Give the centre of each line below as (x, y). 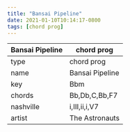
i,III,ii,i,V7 (84, 107)
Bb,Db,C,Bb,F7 (94, 96)
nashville (25, 107)
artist (19, 118)
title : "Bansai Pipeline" (44, 14)
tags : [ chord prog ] (35, 26)
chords (22, 96)
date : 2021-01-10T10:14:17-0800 (54, 20)
